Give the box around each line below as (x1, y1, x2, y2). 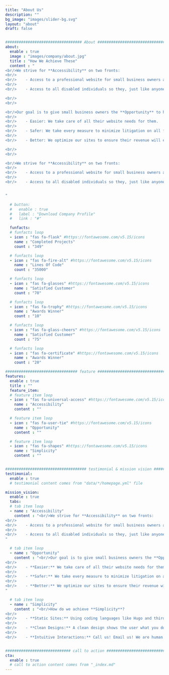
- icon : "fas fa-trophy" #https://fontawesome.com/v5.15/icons (10, 304, 147, 309)
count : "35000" (14, 267, 49, 273)
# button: (10, 202, 30, 207)
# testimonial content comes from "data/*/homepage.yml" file (10, 481, 143, 486)
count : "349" (14, 244, 44, 249)
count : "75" (14, 337, 42, 342)
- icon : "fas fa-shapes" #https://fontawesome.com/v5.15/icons (10, 444, 147, 449)
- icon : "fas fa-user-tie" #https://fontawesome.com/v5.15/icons (10, 420, 152, 426)
